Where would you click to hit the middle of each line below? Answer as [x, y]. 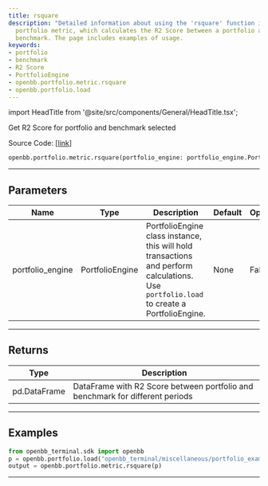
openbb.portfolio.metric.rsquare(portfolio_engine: [96, 158]
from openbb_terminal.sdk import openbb [77, 451]
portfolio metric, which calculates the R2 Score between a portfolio [135, 30]
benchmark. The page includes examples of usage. [99, 38]
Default [228, 213]
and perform [169, 266]
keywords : [25, 45]
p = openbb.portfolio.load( [55, 459]
